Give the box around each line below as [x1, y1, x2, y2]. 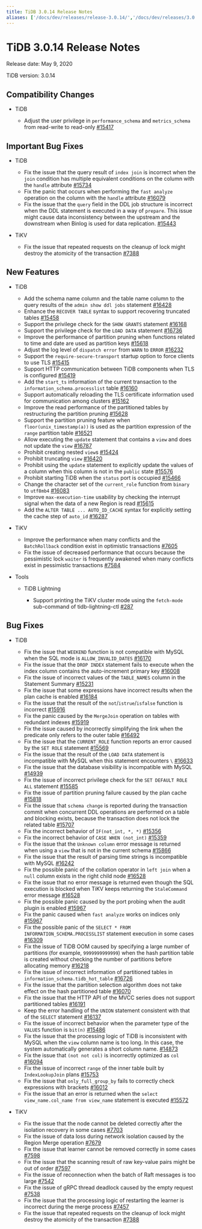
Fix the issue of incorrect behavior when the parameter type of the [23, 1019, 189, 1026]
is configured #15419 [23, 371, 76, 379]
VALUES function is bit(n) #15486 [23, 1026, 106, 1033]
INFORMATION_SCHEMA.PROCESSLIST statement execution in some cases [23, 929, 194, 937]
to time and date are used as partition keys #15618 [23, 339, 148, 347]
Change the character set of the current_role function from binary [23, 480, 190, 488]
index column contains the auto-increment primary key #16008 [23, 667, 180, 674]
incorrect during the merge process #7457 [23, 1203, 129, 1210]
